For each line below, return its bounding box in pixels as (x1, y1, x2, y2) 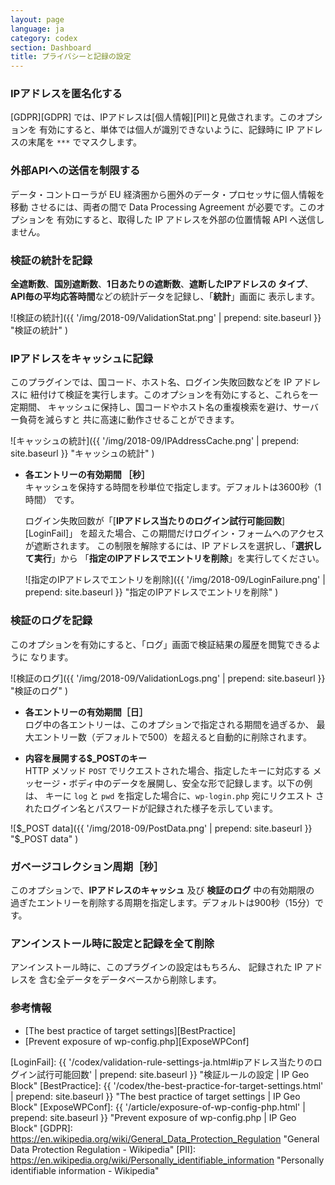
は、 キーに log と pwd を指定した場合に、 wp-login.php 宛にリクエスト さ (24, 789, 325, 801)
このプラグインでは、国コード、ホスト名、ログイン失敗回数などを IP (10, 376, 293, 388)
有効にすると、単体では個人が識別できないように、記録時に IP (38, 124, 295, 136)
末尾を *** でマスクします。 (27, 136, 142, 148)
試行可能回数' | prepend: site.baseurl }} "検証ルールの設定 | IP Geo (36, 1068, 310, 1080)
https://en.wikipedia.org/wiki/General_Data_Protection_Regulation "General (10, 1132, 320, 1145)
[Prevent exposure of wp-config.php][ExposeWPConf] (24, 1035, 250, 1047)
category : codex (10, 33, 78, 43)
